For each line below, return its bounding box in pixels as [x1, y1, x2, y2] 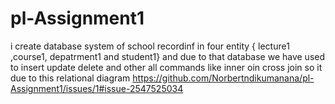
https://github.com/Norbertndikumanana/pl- [132, 72, 315, 84]
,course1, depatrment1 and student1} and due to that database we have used [10, 50, 326, 62]
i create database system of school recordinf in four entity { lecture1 [10, 40, 290, 52]
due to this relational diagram [10, 72, 131, 84]
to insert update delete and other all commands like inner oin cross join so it [10, 61, 323, 73]
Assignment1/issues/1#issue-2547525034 [10, 82, 184, 94]
